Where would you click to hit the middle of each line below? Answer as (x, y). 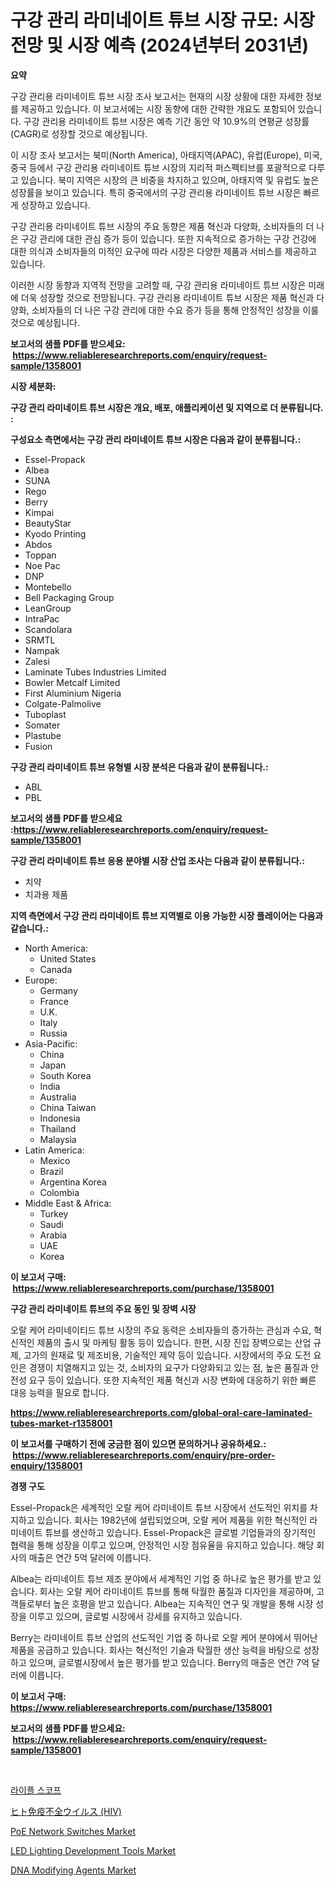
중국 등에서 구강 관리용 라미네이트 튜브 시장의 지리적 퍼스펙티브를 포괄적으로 (158, 167)
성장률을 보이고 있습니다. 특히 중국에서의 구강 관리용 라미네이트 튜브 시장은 (156, 192)
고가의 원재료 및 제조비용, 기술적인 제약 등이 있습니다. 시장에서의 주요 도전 (167, 1355)
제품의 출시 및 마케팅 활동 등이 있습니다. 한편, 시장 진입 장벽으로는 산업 (174, 1342)
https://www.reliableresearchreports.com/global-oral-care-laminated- (161, 1412)
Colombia (59, 1192)
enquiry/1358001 (46, 1465)
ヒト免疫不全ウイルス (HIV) (66, 1811)
